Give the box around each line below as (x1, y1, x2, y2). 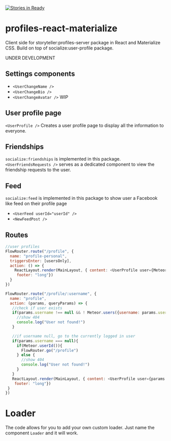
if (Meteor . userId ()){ (16, 343, 63, 348)
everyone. (5, 127, 26, 134)
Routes (5, 230, 28, 239)
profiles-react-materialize (5, 23, 118, 34)
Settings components (5, 69, 75, 79)
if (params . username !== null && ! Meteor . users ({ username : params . (12, 310, 158, 316)
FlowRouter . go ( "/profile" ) (21, 348, 79, 353)
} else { (16, 352, 36, 358)
